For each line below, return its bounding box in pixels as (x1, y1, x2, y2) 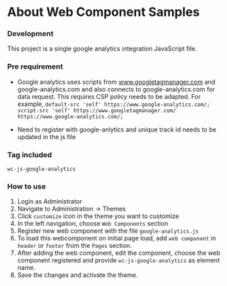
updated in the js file (17, 132, 76, 141)
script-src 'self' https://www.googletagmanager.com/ (17, 107, 176, 114)
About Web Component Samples (7, 4, 200, 20)
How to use (7, 181, 47, 191)
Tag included (7, 150, 52, 159)
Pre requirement (7, 62, 64, 71)
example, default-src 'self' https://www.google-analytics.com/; (17, 100, 210, 108)
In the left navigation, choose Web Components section (17, 220, 169, 228)
